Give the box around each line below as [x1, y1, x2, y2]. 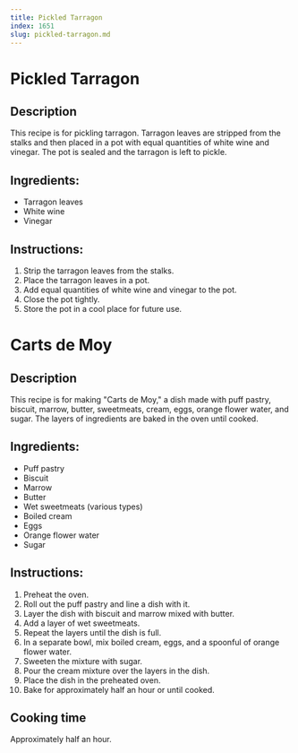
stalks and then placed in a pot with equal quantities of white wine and [10, 137, 269, 148]
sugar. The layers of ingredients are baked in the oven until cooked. [10, 413, 259, 424]
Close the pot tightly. [22, 294, 100, 305]
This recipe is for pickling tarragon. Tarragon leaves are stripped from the [10, 127, 281, 139]
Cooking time [10, 710, 87, 726]
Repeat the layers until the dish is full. [22, 627, 162, 637]
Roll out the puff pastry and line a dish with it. [22, 598, 191, 610]
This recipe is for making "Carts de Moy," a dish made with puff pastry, [10, 394, 272, 404]
